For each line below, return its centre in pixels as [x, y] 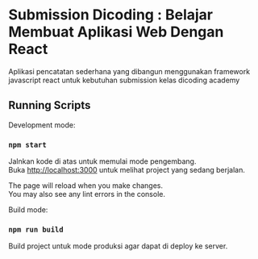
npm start [27, 144]
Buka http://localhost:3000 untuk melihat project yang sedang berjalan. [127, 170]
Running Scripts [50, 105]
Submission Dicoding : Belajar [111, 15]
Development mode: [42, 125]
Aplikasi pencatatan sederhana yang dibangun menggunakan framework [129, 71]
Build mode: [28, 210]
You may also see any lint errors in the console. [87, 194]
